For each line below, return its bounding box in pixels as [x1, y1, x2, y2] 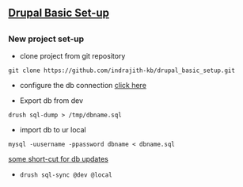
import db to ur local [19, 125, 86, 135]
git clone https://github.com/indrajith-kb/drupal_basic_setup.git [8, 67, 236, 74]
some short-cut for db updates [8, 155, 108, 164]
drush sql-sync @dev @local [19, 171, 112, 179]
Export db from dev [19, 96, 84, 105]
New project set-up [8, 33, 85, 44]
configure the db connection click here [19, 81, 146, 90]
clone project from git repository [19, 52, 126, 61]
